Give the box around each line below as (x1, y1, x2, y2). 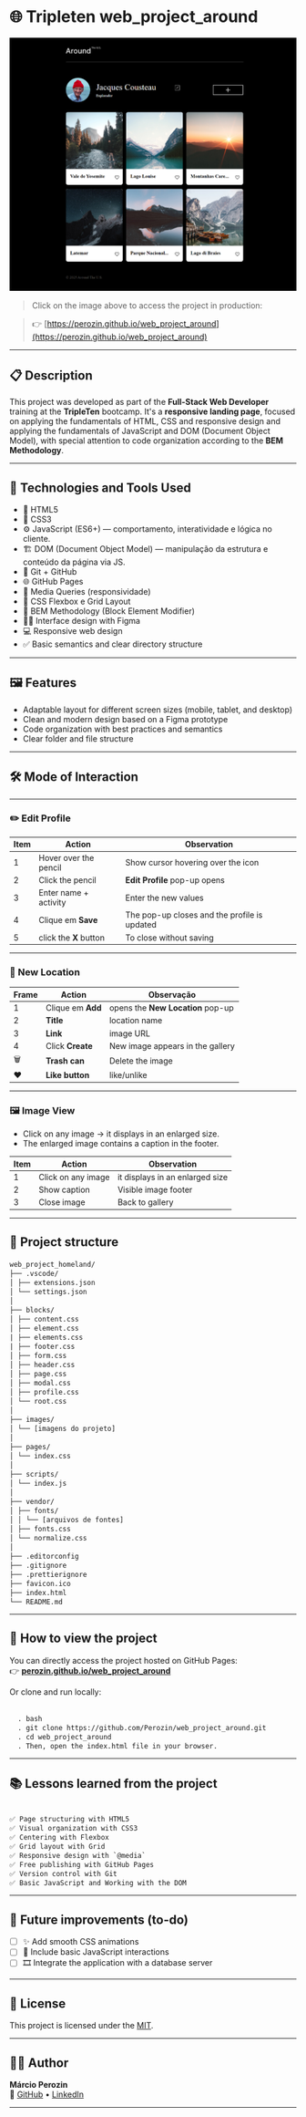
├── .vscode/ (9, 1269, 59, 1278)
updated (125, 919, 158, 930)
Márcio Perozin (9, 2079, 68, 2090)
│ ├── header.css (9, 1360, 76, 1369)
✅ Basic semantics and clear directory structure (22, 638, 203, 649)
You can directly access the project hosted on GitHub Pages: (9, 1655, 239, 1666)
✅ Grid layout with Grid (9, 1842, 106, 1852)
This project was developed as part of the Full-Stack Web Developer (9, 397, 270, 408)
